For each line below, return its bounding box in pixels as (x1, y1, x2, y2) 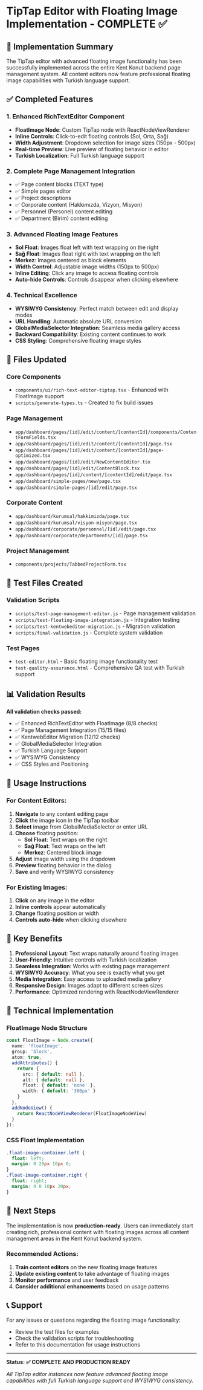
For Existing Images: (6, 883, 68, 891)
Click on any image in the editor (14, 896, 95, 904)
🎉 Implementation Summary (6, 41, 114, 52)
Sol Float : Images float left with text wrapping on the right (14, 244, 159, 251)
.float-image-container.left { (6, 1149, 85, 1156)
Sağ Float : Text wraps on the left (24, 842, 106, 850)
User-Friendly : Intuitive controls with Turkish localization (14, 956, 157, 963)
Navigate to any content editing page (14, 810, 109, 817)
